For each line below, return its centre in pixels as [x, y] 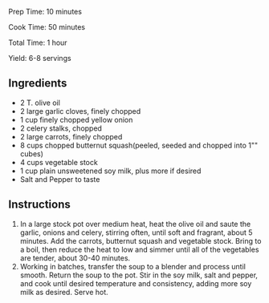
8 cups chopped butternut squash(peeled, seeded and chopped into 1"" [139, 145]
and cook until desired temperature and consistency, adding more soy [136, 283]
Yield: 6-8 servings [40, 58]
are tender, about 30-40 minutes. [75, 258]
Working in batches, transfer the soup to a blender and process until [133, 266]
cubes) [32, 154]
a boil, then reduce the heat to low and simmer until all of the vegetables [139, 249]
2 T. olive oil [40, 103]
